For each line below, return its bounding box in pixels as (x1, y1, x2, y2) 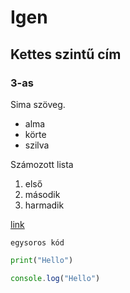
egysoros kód (10, 237, 65, 248)
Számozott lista (10, 158, 74, 170)
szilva (24, 139, 50, 151)
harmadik (24, 199, 65, 211)
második (24, 188, 61, 200)
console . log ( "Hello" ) (10, 273, 101, 283)
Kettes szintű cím (10, 46, 122, 63)
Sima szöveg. (10, 98, 66, 110)
